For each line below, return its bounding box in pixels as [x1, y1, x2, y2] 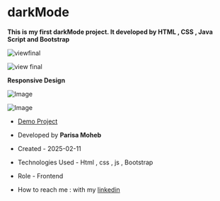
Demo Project [17, 117, 58, 126]
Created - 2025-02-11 [17, 144, 81, 152]
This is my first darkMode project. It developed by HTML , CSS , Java [7, 28, 214, 36]
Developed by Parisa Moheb [17, 130, 102, 139]
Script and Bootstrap [7, 35, 70, 43]
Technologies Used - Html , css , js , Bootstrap [17, 158, 154, 166]
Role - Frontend [17, 171, 64, 180]
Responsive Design [7, 75, 66, 85]
